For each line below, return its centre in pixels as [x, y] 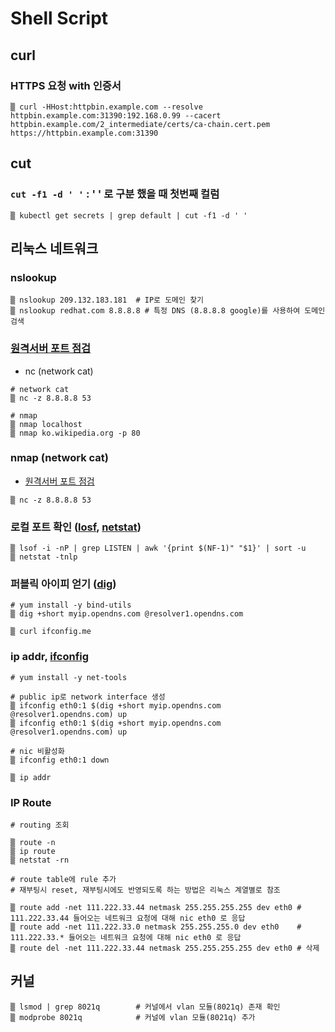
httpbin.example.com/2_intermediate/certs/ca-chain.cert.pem [140, 124]
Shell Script [59, 18]
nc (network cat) [59, 371]
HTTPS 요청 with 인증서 [66, 85]
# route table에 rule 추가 [63, 880]
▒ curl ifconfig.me [51, 632]
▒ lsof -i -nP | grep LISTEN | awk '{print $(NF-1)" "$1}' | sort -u [158, 548]
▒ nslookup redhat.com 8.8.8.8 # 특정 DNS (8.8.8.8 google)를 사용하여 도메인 [168, 311]
